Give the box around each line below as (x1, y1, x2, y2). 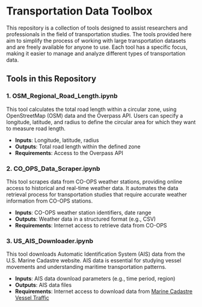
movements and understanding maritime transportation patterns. (6, 264, 167, 271)
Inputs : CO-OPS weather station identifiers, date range (14, 209, 151, 216)
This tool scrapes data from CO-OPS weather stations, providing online (6, 178, 182, 185)
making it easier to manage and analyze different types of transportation (6, 49, 186, 57)
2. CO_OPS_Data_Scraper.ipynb (6, 164, 100, 172)
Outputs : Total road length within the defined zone (14, 143, 141, 150)
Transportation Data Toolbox (6, 4, 153, 18)
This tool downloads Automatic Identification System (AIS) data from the (6, 250, 185, 258)
